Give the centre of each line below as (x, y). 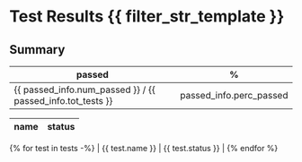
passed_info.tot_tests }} (63, 101)
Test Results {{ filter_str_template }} (147, 17)
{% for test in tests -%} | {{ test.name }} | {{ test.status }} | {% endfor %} (144, 148)
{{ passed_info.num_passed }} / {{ (84, 90)
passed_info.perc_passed (234, 95)
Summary (37, 50)
